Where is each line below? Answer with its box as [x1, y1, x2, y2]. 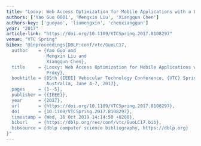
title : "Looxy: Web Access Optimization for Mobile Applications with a [6, 8, 191, 15]
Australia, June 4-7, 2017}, [46, 81, 119, 87]
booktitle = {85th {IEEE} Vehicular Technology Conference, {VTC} [11, 75, 181, 81]
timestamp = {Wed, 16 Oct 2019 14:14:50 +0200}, [11, 114, 135, 120]
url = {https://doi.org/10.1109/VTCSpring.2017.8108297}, [11, 102, 175, 109]
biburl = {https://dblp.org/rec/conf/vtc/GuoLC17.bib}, [11, 120, 162, 126]
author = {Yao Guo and [11, 48, 77, 54]
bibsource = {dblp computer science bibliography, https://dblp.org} [11, 125, 188, 131]
